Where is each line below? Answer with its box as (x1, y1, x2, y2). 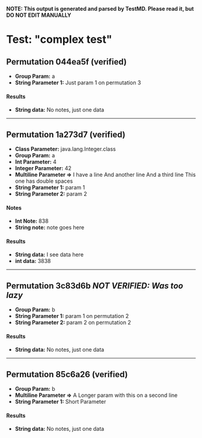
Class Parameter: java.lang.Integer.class (14, 145, 116, 153)
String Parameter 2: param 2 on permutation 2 (14, 319, 131, 326)
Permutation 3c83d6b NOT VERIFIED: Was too (6, 281, 183, 291)
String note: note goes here (14, 224, 85, 231)
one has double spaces (14, 177, 73, 185)
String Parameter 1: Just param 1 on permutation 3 (14, 79, 141, 86)
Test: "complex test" (6, 33, 112, 46)
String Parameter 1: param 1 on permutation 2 (14, 313, 129, 320)
